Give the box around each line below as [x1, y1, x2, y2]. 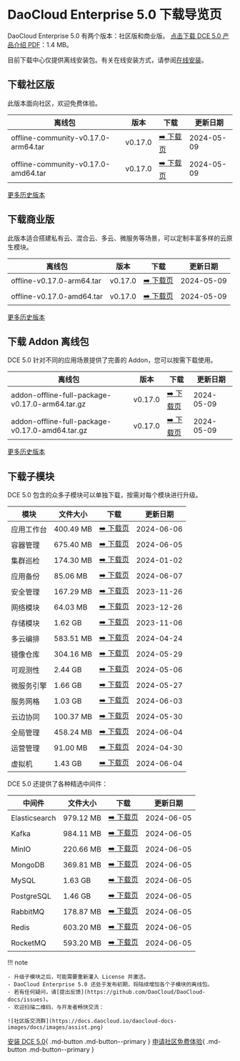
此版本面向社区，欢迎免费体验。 [7, 99, 101, 107]
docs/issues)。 [7, 996, 51, 1004]
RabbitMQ [11, 907, 45, 917]
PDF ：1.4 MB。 [27, 40, 73, 49]
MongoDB [11, 860, 45, 870]
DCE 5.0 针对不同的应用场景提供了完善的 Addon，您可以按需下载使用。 [7, 356, 217, 364]
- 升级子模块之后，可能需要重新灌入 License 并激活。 [7, 973, 149, 981]
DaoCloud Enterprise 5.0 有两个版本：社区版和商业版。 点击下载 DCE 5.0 [7, 31, 221, 40]
